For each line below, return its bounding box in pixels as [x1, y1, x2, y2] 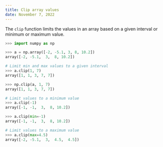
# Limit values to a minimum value [5, 96, 79, 101]
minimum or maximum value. [5, 31, 65, 37]
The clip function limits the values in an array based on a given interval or [5, 26, 158, 32]
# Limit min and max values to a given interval [5, 64, 108, 69]
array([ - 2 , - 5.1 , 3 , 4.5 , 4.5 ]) [5, 137, 79, 142]
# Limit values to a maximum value [5, 127, 79, 133]
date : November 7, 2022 [5, 12, 55, 17]
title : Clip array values [5, 7, 59, 13]
